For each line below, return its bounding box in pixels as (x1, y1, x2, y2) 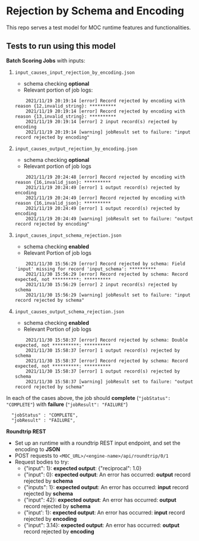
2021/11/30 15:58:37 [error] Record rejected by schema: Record (26, 358, 188, 364)
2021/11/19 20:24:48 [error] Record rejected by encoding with (26, 174, 185, 180)
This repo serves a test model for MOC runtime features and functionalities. (6, 24, 191, 31)
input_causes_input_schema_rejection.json (14, 232, 122, 239)
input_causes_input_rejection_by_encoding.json (14, 70, 135, 76)
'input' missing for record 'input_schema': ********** (14, 266, 156, 272)
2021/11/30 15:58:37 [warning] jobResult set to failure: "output (26, 379, 194, 384)
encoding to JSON (14, 445, 61, 453)
